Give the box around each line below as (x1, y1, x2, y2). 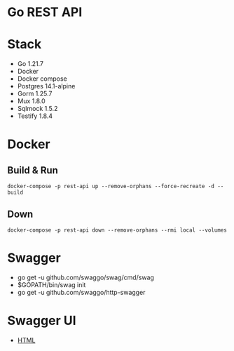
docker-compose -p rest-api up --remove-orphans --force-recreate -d (7, 183, 215, 190)
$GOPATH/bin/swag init (17, 280, 86, 289)
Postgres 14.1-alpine (17, 82, 76, 91)
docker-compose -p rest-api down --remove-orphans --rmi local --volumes (7, 226, 228, 234)
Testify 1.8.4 (17, 112, 53, 120)
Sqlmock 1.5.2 (17, 105, 58, 113)
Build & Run (7, 164, 58, 176)
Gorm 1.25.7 (17, 89, 53, 98)
